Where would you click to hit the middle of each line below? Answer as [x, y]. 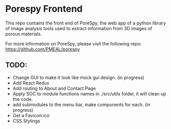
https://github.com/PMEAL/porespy [43, 49]
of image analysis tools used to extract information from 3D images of [79, 28]
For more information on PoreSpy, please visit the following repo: [74, 43]
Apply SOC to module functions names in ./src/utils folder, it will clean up [89, 94]
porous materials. [24, 34]
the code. [23, 99]
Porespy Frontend [44, 9]
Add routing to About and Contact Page [54, 88]
